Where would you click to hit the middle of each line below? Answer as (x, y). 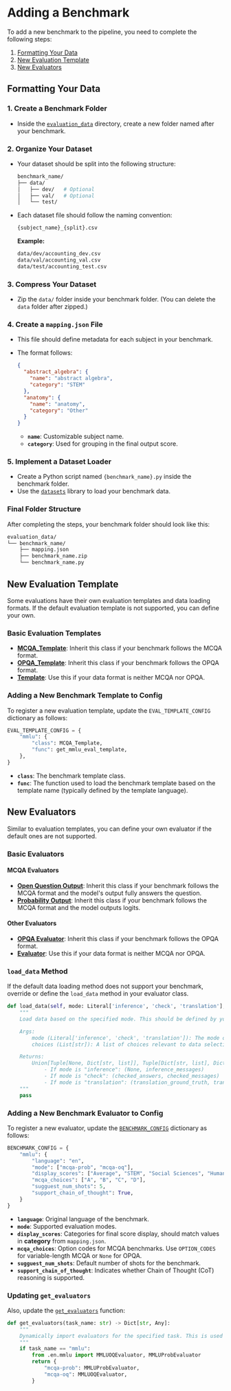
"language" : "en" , (58, 1161)
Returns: (32, 1057)
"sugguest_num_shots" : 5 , (69, 1187)
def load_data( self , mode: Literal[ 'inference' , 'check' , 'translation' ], (117, 1006)
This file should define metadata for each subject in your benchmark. (115, 339)
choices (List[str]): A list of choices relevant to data (117, 1044)
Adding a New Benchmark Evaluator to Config (85, 1113)
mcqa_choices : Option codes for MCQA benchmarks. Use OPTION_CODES (116, 1248)
